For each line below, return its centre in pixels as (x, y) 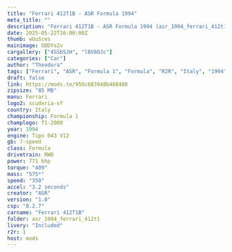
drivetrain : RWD (30, 155)
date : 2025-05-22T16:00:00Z (48, 33)
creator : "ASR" (29, 193)
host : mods (23, 238)
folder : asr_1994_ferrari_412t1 (54, 219)
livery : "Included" (35, 225)
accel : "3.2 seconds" (38, 187)
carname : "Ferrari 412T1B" (46, 213)
